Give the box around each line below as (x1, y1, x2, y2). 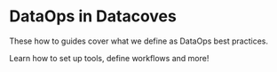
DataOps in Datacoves (9, 6, 178, 27)
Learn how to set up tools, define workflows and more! (9, 52, 210, 63)
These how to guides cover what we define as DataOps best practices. (9, 36, 269, 46)
